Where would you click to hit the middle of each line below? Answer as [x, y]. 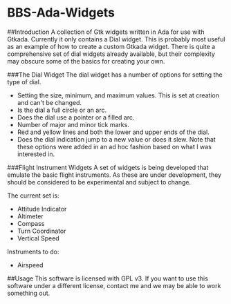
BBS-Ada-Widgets [61, 13]
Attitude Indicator [42, 209]
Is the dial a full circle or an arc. [62, 110]
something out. [29, 293]
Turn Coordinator [42, 231]
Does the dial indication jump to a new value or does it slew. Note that [116, 139]
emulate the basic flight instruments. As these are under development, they [114, 175]
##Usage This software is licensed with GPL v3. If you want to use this [108, 278]
